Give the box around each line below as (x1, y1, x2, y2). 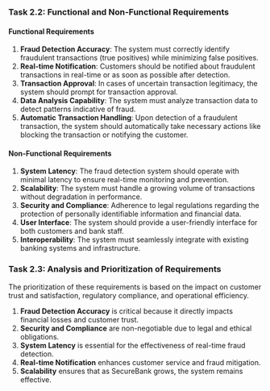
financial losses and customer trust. (19, 314, 139, 324)
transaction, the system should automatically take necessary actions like (19, 122, 261, 131)
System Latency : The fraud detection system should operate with (19, 166, 239, 176)
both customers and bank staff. (19, 227, 125, 236)
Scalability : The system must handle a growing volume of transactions (19, 184, 255, 193)
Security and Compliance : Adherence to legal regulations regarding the (19, 201, 260, 210)
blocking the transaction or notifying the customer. (19, 130, 189, 139)
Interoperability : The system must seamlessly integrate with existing (19, 235, 249, 244)
